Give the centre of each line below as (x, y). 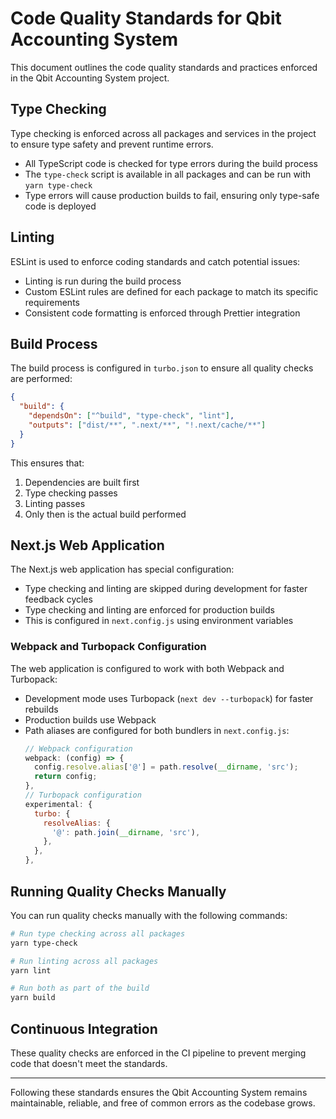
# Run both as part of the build (80, 988)
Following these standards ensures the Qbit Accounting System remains (159, 1092)
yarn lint (31, 970)
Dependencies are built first (82, 482)
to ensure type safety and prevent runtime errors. (112, 144)
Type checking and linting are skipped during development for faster (166, 589)
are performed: (41, 379)
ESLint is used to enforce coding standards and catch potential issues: (155, 261)
